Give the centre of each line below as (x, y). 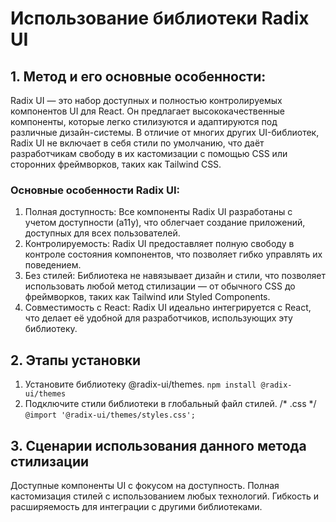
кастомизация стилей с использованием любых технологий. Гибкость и (165, 496)
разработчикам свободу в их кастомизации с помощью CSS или (149, 153)
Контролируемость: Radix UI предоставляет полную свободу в (159, 244)
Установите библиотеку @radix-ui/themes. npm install (140, 384)
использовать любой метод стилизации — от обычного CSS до (160, 286)
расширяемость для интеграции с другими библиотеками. (136, 506)
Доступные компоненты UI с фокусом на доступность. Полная (145, 485)
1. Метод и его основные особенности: (138, 76)
